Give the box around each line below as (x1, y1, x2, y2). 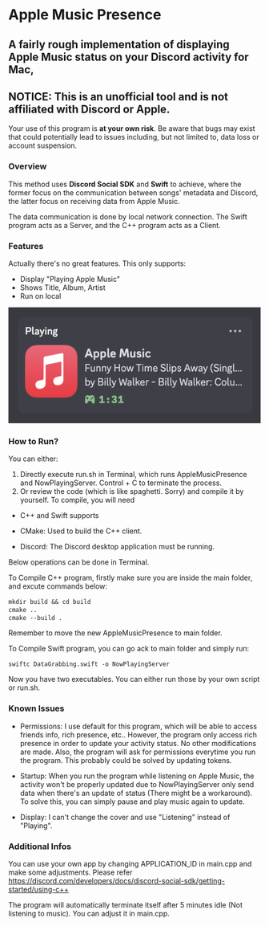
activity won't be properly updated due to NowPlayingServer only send (19, 779, 255, 789)
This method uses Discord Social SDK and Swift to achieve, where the (8, 179, 242, 189)
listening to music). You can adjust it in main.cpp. (8, 908, 171, 918)
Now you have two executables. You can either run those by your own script (8, 675, 260, 684)
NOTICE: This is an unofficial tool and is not (8, 90, 228, 104)
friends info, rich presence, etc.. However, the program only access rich (19, 729, 258, 740)
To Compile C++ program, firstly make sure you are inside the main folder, (8, 573, 253, 583)
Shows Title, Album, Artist (19, 283, 106, 292)
